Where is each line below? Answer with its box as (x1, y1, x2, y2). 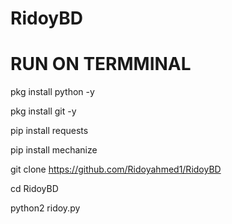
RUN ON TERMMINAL (10, 53, 192, 76)
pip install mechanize (10, 144, 98, 156)
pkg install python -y (10, 86, 95, 98)
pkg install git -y (10, 105, 77, 117)
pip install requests (10, 125, 89, 137)
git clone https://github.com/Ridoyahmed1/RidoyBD (10, 163, 222, 176)
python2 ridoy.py (10, 202, 81, 214)
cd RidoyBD (10, 183, 59, 195)
